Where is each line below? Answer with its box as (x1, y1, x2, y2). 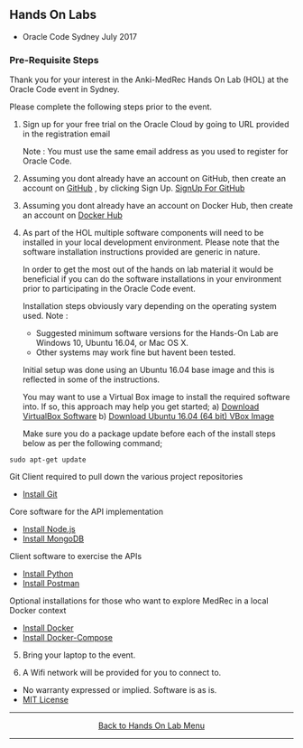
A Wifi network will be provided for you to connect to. (22, 668, 222, 678)
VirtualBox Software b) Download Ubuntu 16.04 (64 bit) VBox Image (22, 411, 275, 422)
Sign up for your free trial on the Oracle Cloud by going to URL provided (22, 119, 289, 130)
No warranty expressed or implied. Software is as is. (22, 685, 217, 696)
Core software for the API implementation (9, 506, 164, 518)
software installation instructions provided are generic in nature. (22, 247, 261, 257)
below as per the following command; (22, 438, 163, 449)
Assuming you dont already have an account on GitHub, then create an (22, 173, 287, 184)
